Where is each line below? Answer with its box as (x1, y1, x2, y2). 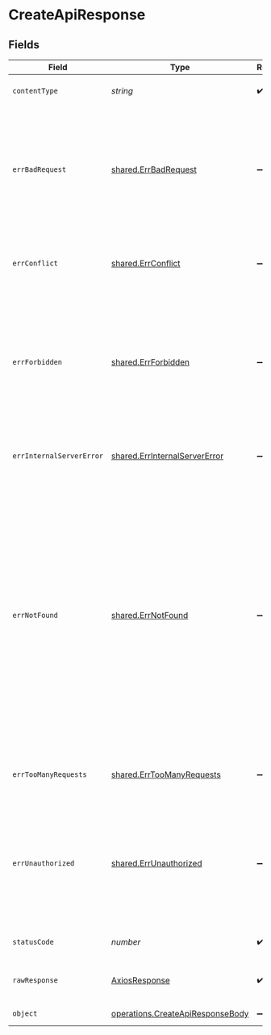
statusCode (12, 937, 54, 946)
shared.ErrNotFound (111, 610, 189, 620)
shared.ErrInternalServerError (111, 450, 224, 461)
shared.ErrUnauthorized (111, 858, 202, 869)
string (111, 86, 134, 96)
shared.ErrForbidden (111, 357, 190, 368)
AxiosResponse (111, 974, 171, 986)
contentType (12, 86, 59, 95)
